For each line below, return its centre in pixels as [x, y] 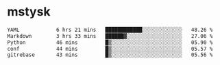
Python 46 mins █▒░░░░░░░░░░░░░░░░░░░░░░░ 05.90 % [110, 42]
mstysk [29, 12]
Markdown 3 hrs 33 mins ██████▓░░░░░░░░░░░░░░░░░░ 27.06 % [110, 36]
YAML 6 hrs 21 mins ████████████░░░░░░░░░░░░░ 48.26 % [110, 30]
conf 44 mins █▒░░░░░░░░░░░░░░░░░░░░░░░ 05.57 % [110, 49]
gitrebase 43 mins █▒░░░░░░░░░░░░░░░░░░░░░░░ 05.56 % [110, 55]
